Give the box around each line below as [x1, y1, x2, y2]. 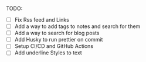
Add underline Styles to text [14, 49, 82, 56]
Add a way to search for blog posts [14, 29, 100, 37]
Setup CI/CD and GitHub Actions [14, 43, 94, 50]
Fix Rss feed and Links [14, 16, 69, 23]
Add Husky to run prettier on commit [14, 36, 103, 43]
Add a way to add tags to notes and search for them [14, 23, 141, 30]
